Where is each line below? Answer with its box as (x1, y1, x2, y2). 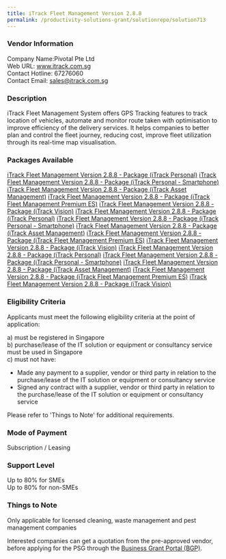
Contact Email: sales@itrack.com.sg (7, 76, 109, 84)
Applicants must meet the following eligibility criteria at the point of (7, 312, 196, 321)
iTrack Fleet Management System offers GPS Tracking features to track (7, 109, 208, 117)
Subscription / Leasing (7, 443, 70, 451)
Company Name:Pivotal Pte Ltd (7, 54, 95, 62)
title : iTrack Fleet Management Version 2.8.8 (7, 10, 142, 17)
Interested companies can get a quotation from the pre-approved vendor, (7, 536, 214, 545)
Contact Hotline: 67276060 (7, 69, 84, 77)
